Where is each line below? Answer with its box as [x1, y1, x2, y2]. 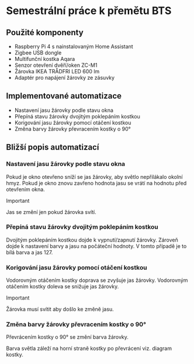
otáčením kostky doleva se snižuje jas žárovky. [6, 283, 119, 290]
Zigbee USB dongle [14, 49, 62, 56]
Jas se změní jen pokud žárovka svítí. [6, 208, 96, 215]
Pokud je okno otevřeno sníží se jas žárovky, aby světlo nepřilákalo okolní [6, 173, 183, 180]
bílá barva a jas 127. [6, 249, 53, 256]
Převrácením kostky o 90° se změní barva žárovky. [6, 334, 129, 341]
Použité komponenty [6, 28, 84, 38]
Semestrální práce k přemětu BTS [6, 4, 172, 18]
